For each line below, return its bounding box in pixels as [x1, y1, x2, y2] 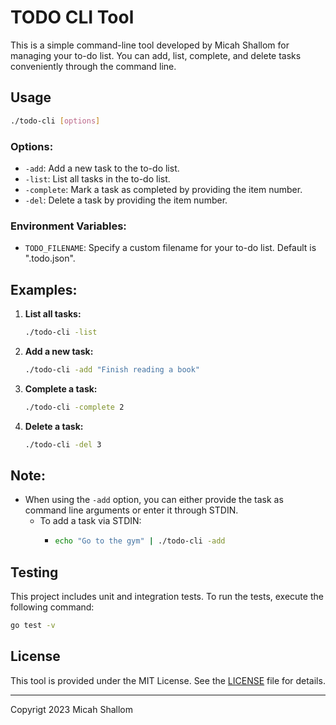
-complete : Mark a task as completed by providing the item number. [24, 183, 303, 195]
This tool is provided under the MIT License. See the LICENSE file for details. [10, 674, 326, 686]
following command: [10, 601, 95, 613]
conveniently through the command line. [10, 60, 177, 72]
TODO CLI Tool [10, 6, 135, 29]
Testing [10, 564, 59, 581]
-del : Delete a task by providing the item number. [24, 194, 228, 206]
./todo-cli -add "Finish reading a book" [24, 364, 201, 375]
